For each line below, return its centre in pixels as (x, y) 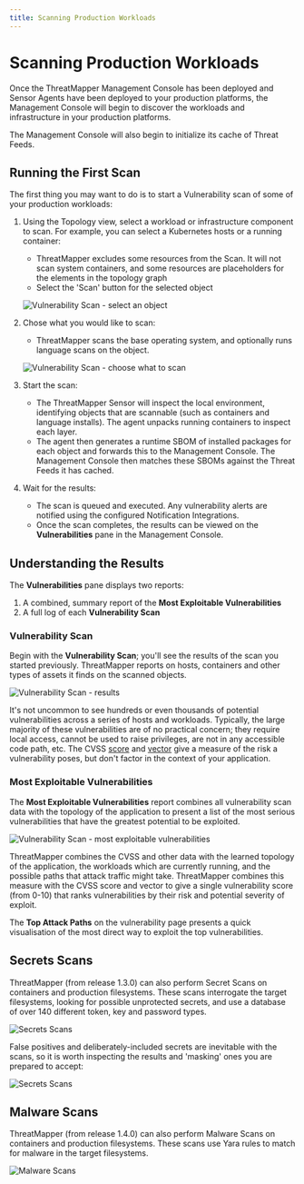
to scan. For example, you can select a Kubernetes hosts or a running (152, 232)
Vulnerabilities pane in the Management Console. (130, 535)
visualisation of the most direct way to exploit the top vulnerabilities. (137, 931)
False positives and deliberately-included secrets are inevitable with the (143, 1047)
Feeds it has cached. (75, 471)
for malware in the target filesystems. (79, 1153)
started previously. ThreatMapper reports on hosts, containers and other (145, 665)
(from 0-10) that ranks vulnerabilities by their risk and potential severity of (147, 895)
